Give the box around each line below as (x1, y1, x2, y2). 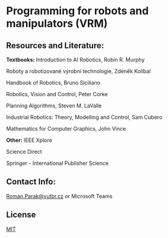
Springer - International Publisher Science (6, 160, 109, 167)
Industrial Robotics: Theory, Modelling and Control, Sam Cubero (6, 114, 163, 120)
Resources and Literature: (6, 40, 104, 50)
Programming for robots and (6, 4, 149, 18)
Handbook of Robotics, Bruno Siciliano (6, 79, 101, 86)
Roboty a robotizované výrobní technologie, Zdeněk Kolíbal (6, 68, 151, 75)
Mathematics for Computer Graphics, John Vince (6, 125, 126, 132)
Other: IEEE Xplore (6, 137, 52, 144)
